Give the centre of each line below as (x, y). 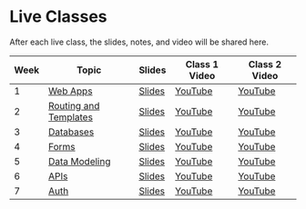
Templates (71, 117)
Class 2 (265, 64)
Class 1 (202, 64)
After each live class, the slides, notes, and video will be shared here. (139, 42)
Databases (71, 132)
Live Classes (58, 17)
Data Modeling (80, 161)
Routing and (74, 105)
